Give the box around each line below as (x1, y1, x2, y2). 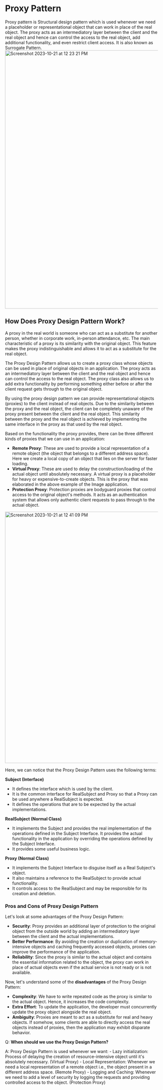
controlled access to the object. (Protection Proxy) (5, 1079, 106, 1086)
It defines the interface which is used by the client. (12, 785, 114, 792)
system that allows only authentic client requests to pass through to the (12, 496, 155, 503)
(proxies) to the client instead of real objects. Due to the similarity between (5, 400, 154, 406)
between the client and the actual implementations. (12, 934, 115, 939)
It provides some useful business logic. (12, 846, 91, 852)
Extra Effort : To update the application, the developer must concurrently (12, 1004, 157, 1010)
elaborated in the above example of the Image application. (12, 481, 129, 487)
